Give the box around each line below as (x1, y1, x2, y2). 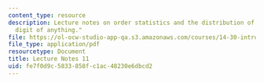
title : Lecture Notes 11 (8, 55, 90, 63)
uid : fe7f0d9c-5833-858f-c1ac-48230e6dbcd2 (8, 62, 153, 70)
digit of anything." (15, 26, 82, 34)
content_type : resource (8, 11, 86, 20)
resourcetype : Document (8, 48, 86, 55)
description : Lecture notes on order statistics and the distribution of (8, 19, 255, 27)
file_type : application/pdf (8, 41, 101, 48)
